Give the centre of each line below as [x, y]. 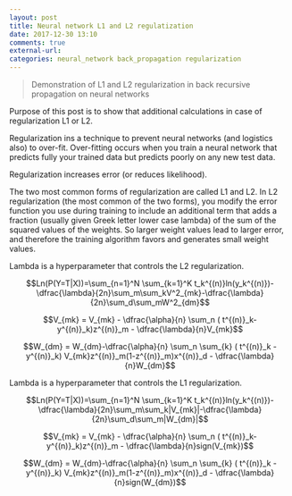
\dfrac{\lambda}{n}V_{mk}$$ [190, 329]
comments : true [38, 42]
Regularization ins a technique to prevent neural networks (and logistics [141, 138]
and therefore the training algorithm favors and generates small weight [139, 239]
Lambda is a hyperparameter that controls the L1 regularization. [126, 383]
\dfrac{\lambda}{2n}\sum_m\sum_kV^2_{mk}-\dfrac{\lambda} [150, 293]
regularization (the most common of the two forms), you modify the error [143, 201]
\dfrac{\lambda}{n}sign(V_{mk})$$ [190, 446]
